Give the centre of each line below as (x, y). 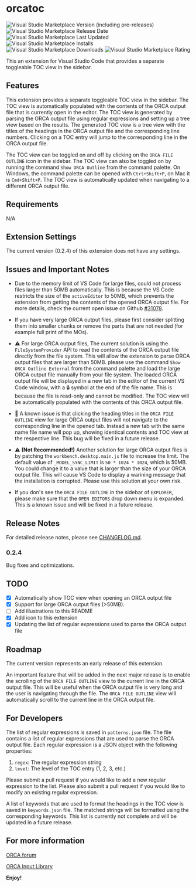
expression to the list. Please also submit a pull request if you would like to (96, 786)
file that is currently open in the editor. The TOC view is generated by (89, 112)
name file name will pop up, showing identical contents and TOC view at (102, 432)
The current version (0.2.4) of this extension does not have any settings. (93, 251)
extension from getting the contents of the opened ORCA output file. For (102, 302)
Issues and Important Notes (58, 269)
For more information (45, 841)
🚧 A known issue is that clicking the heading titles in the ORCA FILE (94, 414)
